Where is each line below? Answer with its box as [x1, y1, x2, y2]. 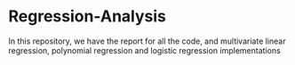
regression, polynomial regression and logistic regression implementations [8, 45, 281, 55]
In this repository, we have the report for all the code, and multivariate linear [8, 36, 286, 46]
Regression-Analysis [8, 6, 166, 27]
